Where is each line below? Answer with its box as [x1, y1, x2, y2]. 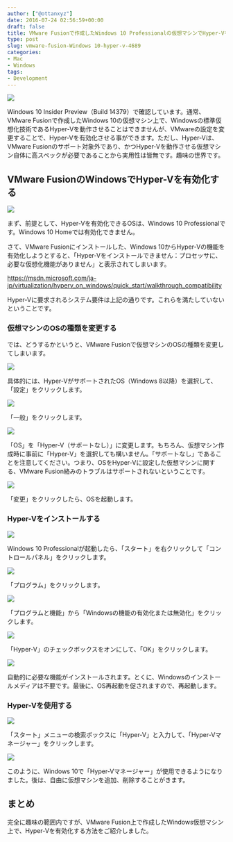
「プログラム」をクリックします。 [7, 581, 104, 589]
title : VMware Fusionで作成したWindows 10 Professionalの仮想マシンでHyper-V [7, 29, 225, 37]
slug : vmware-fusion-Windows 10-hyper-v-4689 [7, 42, 141, 49]
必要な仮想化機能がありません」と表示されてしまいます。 [7, 260, 171, 268]
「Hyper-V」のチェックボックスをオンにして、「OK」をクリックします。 [7, 645, 212, 653]
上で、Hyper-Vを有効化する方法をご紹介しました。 [7, 826, 153, 834]
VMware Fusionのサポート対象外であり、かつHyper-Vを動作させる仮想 [7, 142, 209, 151]
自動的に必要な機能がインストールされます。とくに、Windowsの [7, 672, 191, 681]
